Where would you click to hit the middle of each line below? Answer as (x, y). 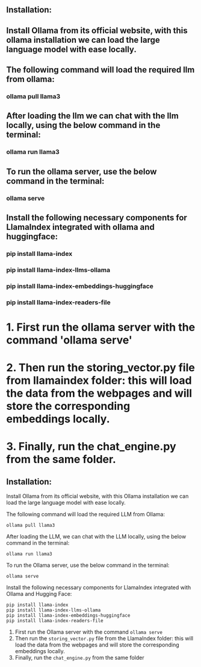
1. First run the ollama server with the (101, 327)
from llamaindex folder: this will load (99, 381)
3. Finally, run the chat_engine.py (91, 447)
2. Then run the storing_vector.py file (101, 368)
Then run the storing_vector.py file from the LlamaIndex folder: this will (104, 639)
